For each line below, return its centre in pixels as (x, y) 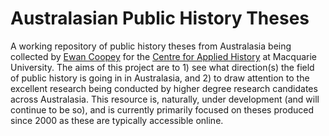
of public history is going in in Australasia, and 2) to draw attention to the (160, 78)
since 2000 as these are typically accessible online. (117, 120)
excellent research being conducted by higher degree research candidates (164, 88)
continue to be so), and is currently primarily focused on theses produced (162, 109)
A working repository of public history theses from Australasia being (151, 46)
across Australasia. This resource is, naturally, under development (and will (165, 99)
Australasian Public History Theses (160, 18)
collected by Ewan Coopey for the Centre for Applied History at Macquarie (164, 56)
